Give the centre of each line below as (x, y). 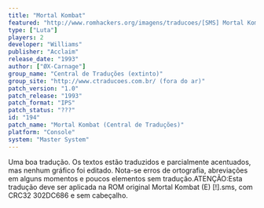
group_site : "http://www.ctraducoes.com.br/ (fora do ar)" (107, 81)
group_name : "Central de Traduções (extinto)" (86, 74)
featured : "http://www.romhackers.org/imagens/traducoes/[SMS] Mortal (126, 23)
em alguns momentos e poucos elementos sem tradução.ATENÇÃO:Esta (125, 178)
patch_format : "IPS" (42, 103)
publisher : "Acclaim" (44, 52)
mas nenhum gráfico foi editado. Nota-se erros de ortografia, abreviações (128, 170)
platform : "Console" (42, 132)
